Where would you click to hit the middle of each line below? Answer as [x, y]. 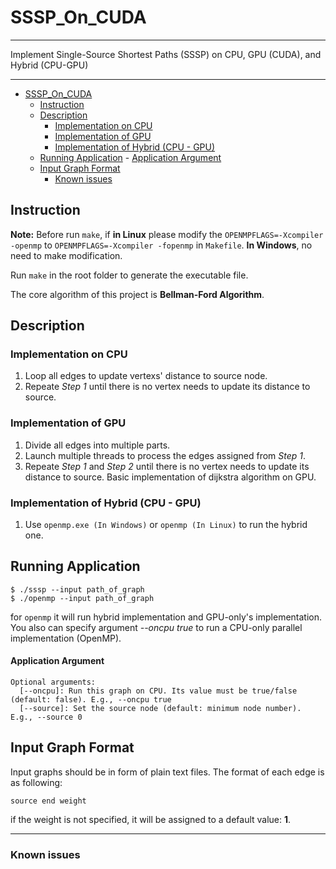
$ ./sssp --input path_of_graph [77, 589]
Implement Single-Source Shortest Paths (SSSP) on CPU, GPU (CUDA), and [166, 54]
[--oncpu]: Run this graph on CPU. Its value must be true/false [158, 691]
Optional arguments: [53, 682]
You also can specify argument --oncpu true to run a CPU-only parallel [156, 627]
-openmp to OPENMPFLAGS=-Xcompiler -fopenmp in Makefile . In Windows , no [161, 245]
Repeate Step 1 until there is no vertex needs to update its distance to [167, 387]
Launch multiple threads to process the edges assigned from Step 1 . [165, 455]
